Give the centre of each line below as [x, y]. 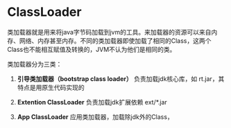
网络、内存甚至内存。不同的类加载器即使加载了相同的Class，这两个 [115, 40]
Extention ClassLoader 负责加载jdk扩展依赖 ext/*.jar [92, 102]
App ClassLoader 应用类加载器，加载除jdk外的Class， [95, 117]
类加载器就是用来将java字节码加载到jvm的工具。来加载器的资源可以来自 [109, 32]
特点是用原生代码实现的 [51, 87]
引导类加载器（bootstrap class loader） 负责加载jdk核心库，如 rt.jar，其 [121, 79]
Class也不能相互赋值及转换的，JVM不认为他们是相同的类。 [92, 49]
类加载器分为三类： [35, 64]
